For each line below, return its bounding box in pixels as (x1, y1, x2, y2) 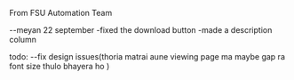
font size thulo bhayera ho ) (9, 61, 110, 71)
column (9, 35, 37, 44)
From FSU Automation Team (9, 8, 113, 18)
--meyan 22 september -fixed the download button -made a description (9, 25, 273, 35)
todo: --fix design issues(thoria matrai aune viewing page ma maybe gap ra (9, 52, 286, 61)
